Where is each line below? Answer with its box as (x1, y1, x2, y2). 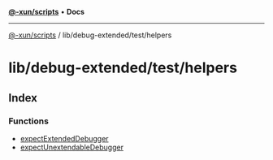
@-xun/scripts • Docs (8, 7, 85, 16)
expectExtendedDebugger (19, 133, 109, 143)
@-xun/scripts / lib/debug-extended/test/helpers (8, 30, 172, 40)
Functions (8, 115, 49, 127)
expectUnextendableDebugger (19, 142, 124, 152)
